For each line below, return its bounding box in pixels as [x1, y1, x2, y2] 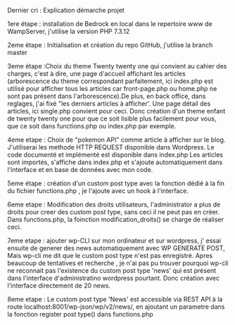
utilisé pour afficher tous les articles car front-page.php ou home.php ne [7, 85, 217, 92]
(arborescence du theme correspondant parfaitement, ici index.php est [7, 77, 213, 85]
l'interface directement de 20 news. [7, 281, 111, 290]
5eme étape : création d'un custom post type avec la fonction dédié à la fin [7, 179, 225, 188]
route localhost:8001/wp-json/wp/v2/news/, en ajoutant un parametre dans [7, 302, 225, 311]
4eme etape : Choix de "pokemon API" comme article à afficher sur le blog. [7, 135, 226, 144]
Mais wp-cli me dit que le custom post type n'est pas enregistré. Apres [7, 252, 213, 259]
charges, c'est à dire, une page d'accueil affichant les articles [7, 70, 186, 78]
